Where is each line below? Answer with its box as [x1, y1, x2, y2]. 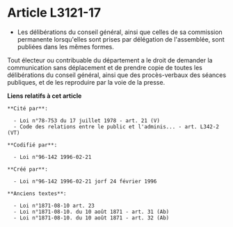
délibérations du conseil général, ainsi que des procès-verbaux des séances [7, 71, 227, 79]
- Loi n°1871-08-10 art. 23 [13, 202, 95, 209]
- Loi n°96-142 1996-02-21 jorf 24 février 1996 [13, 178, 157, 185]
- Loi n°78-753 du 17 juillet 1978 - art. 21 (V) [13, 117, 160, 124]
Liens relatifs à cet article [7, 92, 82, 100]
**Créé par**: [7, 165, 49, 173]
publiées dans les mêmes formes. [17, 42, 115, 51]
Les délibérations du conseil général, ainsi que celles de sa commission [17, 28, 223, 36]
